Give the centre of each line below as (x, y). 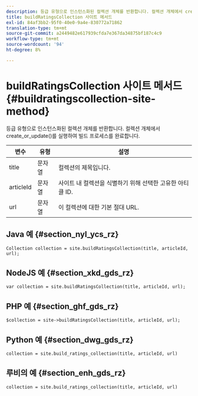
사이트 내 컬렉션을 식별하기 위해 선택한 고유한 (117, 183)
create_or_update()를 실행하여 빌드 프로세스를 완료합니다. (73, 135)
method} (28, 111)
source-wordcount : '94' (35, 45)
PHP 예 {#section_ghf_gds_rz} (62, 306)
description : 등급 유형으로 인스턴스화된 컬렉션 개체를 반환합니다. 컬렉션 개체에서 (94, 11)
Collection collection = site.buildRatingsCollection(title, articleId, (97, 248)
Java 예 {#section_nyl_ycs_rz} (62, 234)
